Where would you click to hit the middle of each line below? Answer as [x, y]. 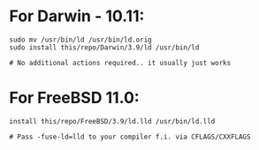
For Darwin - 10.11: [77, 16]
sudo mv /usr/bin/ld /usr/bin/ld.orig [80, 40]
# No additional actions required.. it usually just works [120, 63]
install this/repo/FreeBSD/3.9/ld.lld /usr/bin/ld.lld [112, 121]
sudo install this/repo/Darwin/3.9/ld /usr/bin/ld [104, 47]
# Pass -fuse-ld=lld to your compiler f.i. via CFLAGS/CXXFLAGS [130, 137]
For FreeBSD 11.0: [74, 98]
